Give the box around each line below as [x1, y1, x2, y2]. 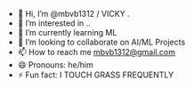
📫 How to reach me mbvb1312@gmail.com [17, 47, 176, 57]
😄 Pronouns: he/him [17, 60, 93, 70]
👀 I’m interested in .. [17, 18, 91, 28]
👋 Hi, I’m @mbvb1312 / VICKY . [17, 9, 131, 19]
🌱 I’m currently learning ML [17, 28, 117, 37]
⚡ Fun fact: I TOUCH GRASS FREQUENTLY [17, 69, 174, 80]
